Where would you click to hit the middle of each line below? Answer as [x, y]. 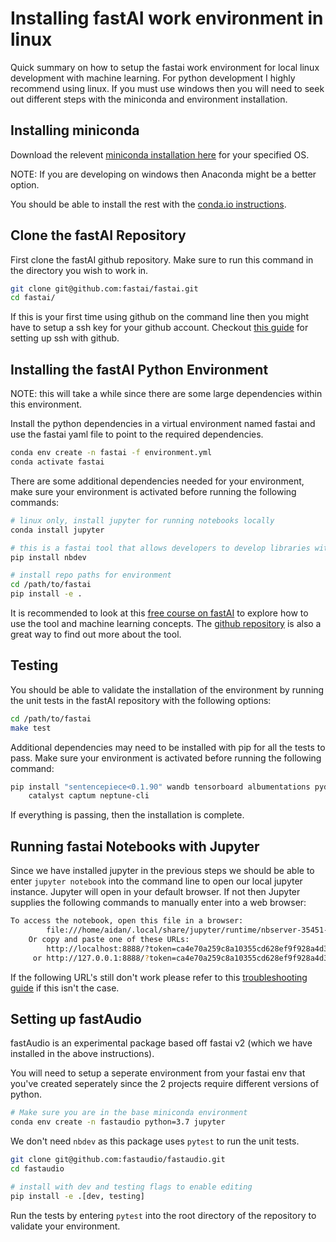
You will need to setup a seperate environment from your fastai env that [158, 1073]
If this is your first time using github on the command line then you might [160, 317]
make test [31, 728]
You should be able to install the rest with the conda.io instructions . [148, 204]
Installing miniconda [75, 130]
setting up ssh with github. [65, 338]
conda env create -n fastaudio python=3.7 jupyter [118, 1122]
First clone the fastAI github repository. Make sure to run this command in [162, 259]
